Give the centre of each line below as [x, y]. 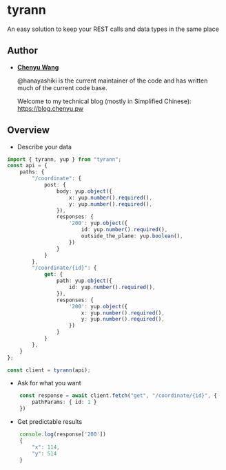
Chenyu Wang [38, 67]
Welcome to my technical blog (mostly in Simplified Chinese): [104, 101]
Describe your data [44, 147]
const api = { [28, 166]
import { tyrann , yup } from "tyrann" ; [64, 159]
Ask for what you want [49, 383]
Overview [29, 130]
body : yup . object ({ [84, 191]
